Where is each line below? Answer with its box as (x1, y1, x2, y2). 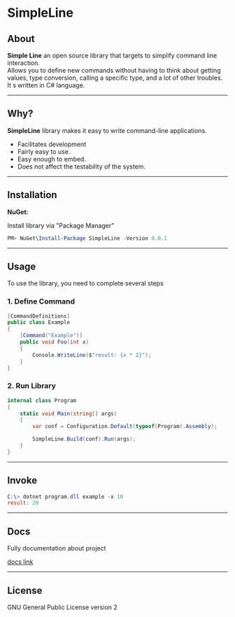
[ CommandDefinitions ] (7, 313, 71, 320)
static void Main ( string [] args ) (20, 410, 117, 417)
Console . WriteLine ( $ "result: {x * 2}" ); (32, 351, 152, 358)
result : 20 (7, 499, 39, 506)
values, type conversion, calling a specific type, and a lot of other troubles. (7, 73, 223, 82)
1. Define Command (7, 297, 76, 306)
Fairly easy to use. (17, 147, 71, 155)
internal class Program (7, 397, 77, 404)
